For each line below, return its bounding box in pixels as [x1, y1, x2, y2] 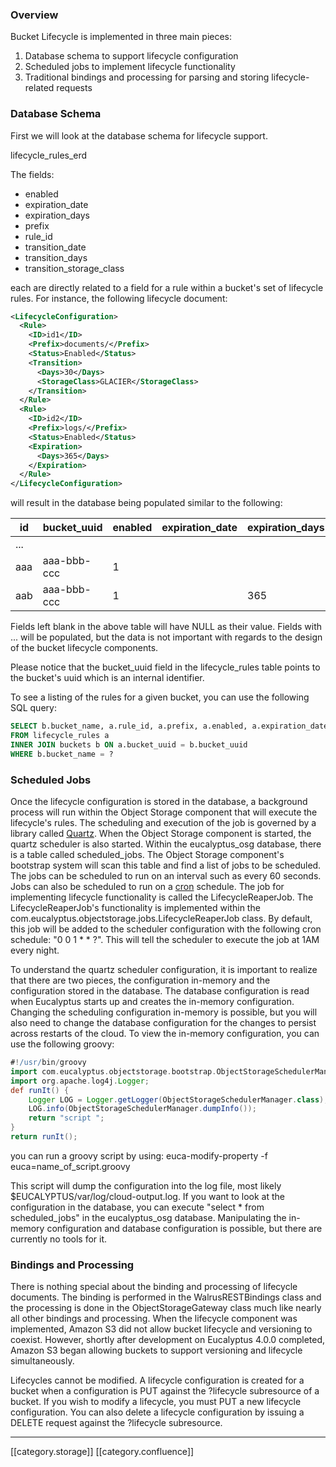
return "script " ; [28, 1113, 105, 1123]
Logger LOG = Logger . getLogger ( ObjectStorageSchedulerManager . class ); [28, 1094, 329, 1105]
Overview [10, 8, 59, 22]
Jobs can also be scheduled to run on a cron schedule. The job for [10, 881, 285, 893]
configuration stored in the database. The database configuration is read [10, 985, 310, 997]
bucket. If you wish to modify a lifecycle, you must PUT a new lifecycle [10, 1396, 302, 1408]
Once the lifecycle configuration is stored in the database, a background [10, 796, 308, 808]
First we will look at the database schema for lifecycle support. [10, 129, 268, 142]
